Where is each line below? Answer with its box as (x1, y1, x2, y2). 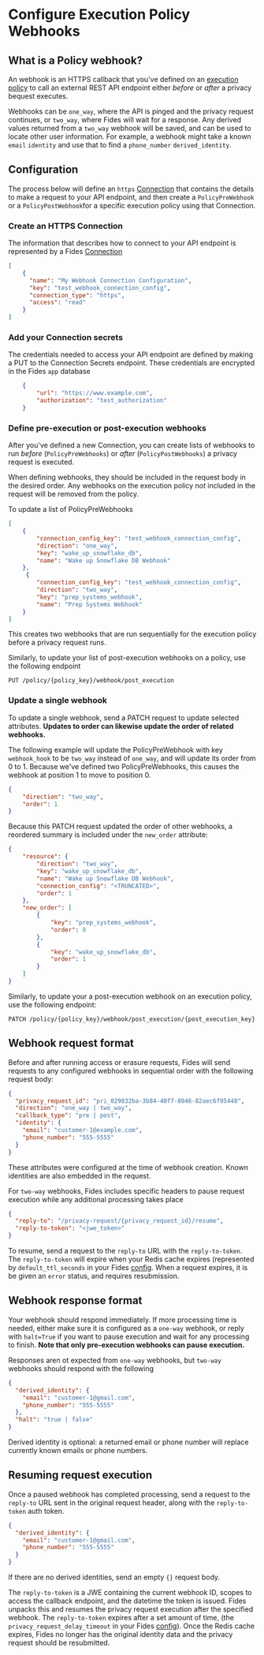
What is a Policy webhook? (8, 54, 143, 67)
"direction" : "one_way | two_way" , (15, 1104, 132, 1112)
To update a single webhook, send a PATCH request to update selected (8, 712, 240, 723)
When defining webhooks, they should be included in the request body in (8, 473, 247, 482)
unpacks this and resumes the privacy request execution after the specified (8, 1605, 254, 1614)
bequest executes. (8, 92, 69, 100)
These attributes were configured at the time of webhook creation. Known (8, 1162, 249, 1172)
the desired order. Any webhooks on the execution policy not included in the (8, 481, 256, 491)
